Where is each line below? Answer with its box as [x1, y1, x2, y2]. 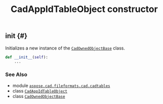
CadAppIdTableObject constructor [11, 3, 158, 15]
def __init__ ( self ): [5, 54, 49, 59]
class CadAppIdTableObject [12, 87, 68, 93]
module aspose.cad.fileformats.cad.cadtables [12, 82, 110, 88]
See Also [5, 71, 28, 78]
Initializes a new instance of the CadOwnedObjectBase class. [5, 45, 125, 51]
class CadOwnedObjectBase [12, 93, 65, 99]
